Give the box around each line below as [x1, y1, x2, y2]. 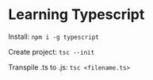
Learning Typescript [8, 6, 145, 24]
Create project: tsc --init [8, 47, 95, 56]
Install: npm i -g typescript [8, 32, 99, 41]
